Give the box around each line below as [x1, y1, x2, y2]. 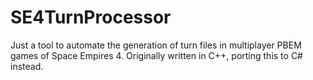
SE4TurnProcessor [10, 6, 172, 29]
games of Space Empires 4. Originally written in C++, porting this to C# [10, 49, 303, 61]
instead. [10, 60, 44, 72]
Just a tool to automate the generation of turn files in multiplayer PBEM [10, 39, 302, 51]
